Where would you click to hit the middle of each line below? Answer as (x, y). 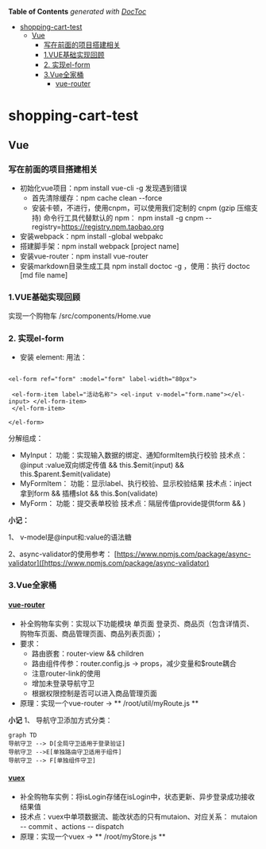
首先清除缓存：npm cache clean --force (97, 197)
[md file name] (44, 275)
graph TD (23, 735)
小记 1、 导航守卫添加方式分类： (60, 720)
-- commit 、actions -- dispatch (72, 826)
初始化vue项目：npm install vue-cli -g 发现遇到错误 (103, 188)
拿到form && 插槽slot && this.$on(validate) (89, 493)
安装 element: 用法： (53, 357)
